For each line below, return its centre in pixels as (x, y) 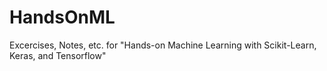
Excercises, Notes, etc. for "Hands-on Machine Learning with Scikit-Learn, (163, 45)
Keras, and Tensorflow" (58, 55)
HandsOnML (62, 17)
